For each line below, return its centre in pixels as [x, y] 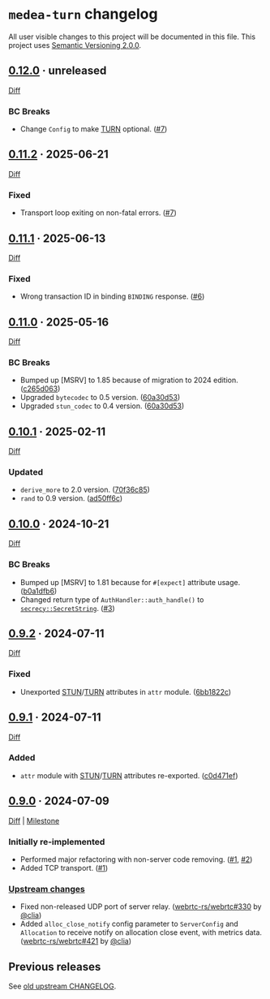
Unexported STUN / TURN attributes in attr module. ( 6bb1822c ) [126, 691]
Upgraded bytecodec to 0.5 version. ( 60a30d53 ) [100, 398]
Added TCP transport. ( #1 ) [64, 868]
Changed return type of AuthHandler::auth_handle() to [112, 599]
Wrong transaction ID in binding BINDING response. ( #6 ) [112, 296]
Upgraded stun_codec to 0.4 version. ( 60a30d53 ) [102, 406]
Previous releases [55, 967]
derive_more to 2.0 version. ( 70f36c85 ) [85, 490]
